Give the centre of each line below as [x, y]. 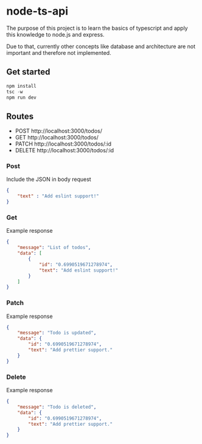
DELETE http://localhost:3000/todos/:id [64, 150]
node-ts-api [37, 11]
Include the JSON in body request [49, 179]
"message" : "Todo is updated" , [57, 333]
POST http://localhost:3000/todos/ [58, 131]
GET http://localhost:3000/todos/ [57, 138]
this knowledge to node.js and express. [55, 34]
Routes [20, 116]
